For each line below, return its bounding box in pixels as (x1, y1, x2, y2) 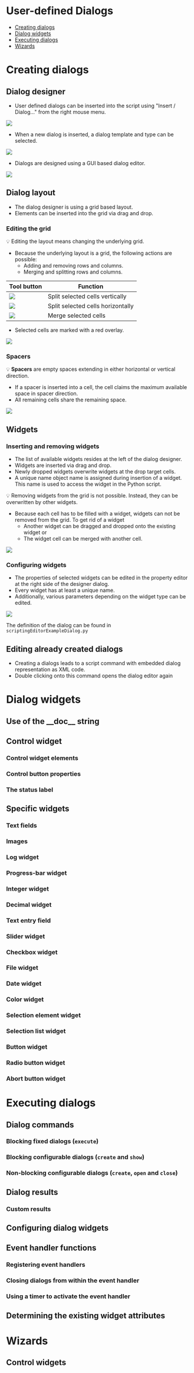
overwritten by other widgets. (6, 499, 78, 506)
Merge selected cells (47, 311, 106, 320)
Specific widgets (6, 804, 70, 814)
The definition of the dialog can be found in (6, 622, 111, 629)
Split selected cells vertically (47, 292, 127, 301)
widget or (23, 529, 47, 536)
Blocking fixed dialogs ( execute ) (6, 1137, 99, 1145)
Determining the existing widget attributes (6, 1311, 166, 1321)
